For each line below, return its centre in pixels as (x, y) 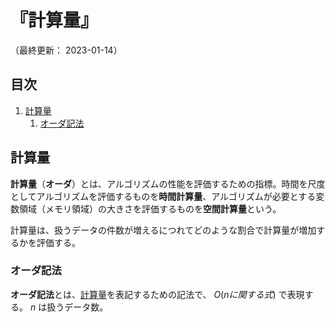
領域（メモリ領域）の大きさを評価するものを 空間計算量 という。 (150, 208)
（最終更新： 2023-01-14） (66, 50)
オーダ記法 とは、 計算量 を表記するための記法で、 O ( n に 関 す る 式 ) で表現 (157, 294)
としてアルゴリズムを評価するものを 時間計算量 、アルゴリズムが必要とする (163, 196)
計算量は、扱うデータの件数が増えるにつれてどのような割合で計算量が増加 (163, 230)
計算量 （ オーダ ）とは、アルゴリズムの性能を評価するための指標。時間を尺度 (168, 183)
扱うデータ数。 (77, 307)
